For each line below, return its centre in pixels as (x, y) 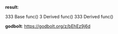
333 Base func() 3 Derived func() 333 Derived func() (59, 17)
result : (12, 7)
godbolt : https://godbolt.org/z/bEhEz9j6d (48, 26)
